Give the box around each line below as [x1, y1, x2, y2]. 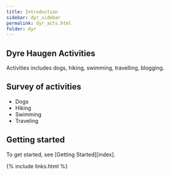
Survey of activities [6, 82, 82, 92]
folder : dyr [6, 25, 36, 32]
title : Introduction [6, 8, 59, 15]
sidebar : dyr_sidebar [6, 15, 61, 21]
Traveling [15, 117, 39, 124]
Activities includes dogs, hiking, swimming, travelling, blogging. [6, 64, 165, 71]
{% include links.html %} [6, 162, 68, 170]
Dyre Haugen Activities [6, 48, 96, 58]
